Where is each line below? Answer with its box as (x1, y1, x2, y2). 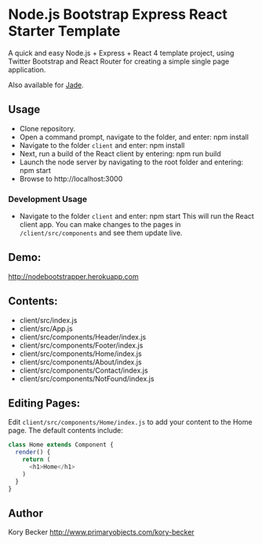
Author (8, 507, 43, 520)
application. (8, 64, 46, 74)
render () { (15, 448, 51, 457)
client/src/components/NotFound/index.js (19, 373, 155, 383)
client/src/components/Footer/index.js (19, 340, 144, 350)
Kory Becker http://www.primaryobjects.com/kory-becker (8, 527, 195, 537)
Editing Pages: (8, 397, 81, 410)
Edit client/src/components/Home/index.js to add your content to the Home (8, 417, 253, 427)
